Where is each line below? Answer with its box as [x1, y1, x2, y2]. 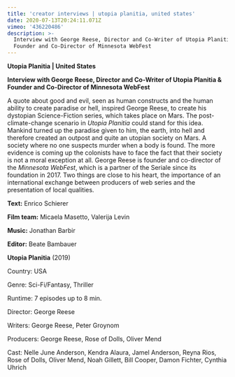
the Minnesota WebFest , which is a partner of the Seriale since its [7, 164, 197, 171]
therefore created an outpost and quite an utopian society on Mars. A [7, 134, 207, 142]
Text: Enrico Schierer [7, 199, 69, 207]
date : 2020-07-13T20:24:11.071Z [7, 17, 101, 24]
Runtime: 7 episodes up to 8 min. [7, 294, 102, 302]
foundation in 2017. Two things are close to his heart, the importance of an [7, 171, 221, 179]
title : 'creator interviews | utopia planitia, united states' [7, 10, 196, 17]
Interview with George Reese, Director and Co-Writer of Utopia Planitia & [7, 76, 222, 84]
